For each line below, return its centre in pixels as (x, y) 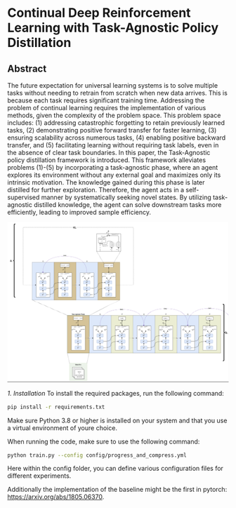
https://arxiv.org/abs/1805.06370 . (56, 497)
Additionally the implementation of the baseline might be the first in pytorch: (117, 490)
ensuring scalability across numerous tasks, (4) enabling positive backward (117, 138)
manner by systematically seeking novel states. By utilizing (126, 197)
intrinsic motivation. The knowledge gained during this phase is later (106, 182)
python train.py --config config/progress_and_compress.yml (97, 455)
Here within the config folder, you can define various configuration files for (115, 469)
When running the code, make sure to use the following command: (104, 441)
